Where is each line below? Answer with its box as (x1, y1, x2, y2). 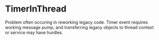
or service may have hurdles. (5, 29, 63, 35)
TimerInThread (5, 3, 67, 14)
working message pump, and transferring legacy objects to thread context (5, 24, 154, 30)
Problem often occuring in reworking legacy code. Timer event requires (5, 19, 148, 25)
